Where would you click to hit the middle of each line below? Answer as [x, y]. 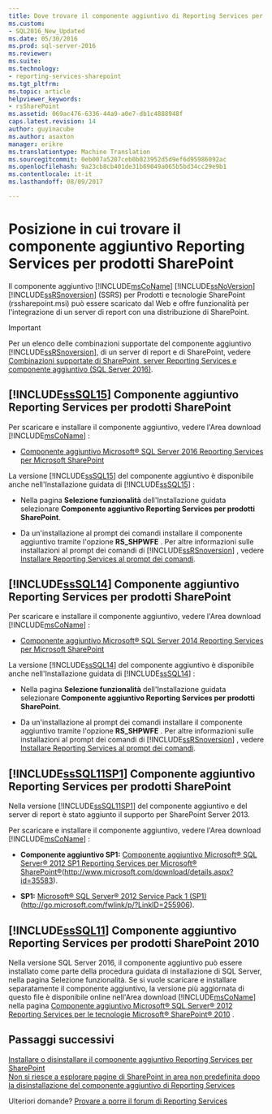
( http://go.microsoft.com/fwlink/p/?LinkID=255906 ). [107, 905]
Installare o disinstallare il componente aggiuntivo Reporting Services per [131, 1059]
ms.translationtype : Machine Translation [80, 152]
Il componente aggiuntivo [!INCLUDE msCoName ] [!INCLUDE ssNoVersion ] [132, 286]
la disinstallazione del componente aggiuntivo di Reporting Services [122, 1085]
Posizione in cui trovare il [95, 229]
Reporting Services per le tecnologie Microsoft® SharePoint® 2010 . [121, 1014]
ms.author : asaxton [41, 136]
